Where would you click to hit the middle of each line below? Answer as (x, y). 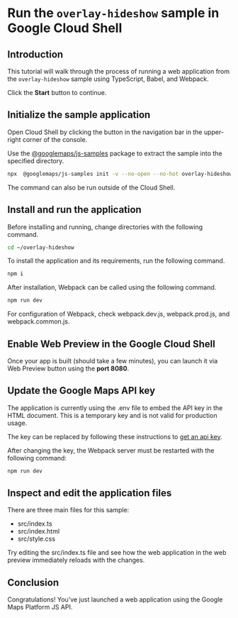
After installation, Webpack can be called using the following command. (112, 287)
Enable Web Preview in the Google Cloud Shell (112, 344)
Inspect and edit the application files (90, 493)
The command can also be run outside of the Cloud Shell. (91, 187)
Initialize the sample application (79, 115)
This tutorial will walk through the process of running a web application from (119, 71)
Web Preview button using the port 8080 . (68, 368)
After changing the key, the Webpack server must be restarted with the (111, 450)
